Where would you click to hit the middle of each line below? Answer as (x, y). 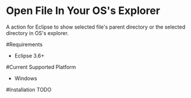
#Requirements (24, 44)
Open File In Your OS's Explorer (83, 11)
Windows (26, 78)
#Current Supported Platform (41, 67)
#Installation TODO (29, 89)
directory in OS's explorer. (37, 33)
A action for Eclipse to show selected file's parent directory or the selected (95, 27)
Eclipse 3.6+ (29, 55)
